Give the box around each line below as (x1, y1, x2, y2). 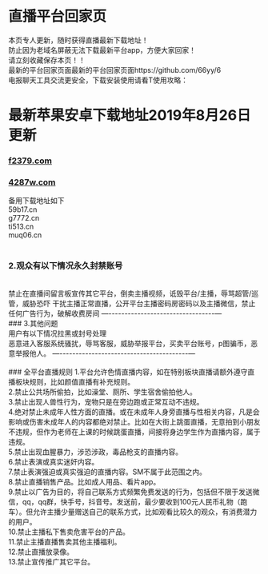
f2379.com (8, 155, 52, 166)
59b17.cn (8, 205, 38, 214)
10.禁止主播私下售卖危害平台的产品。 (8, 527, 130, 536)
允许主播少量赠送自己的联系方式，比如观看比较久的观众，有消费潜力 (32, 507, 258, 516)
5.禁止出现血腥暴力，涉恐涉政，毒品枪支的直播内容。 (8, 447, 182, 456)
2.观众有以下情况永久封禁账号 (8, 261, 123, 272)
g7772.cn (8, 213, 40, 223)
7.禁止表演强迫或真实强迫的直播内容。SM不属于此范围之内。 (8, 467, 206, 476)
